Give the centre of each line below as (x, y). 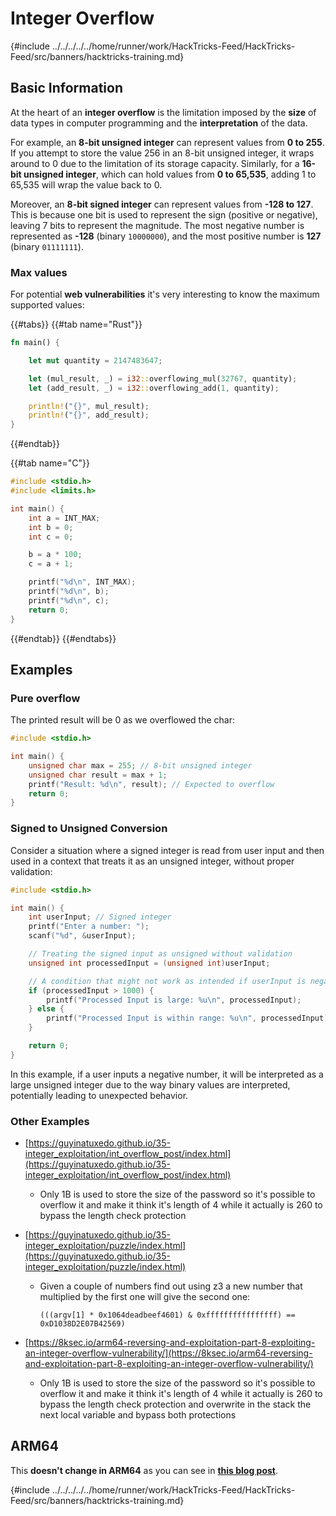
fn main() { (35, 343)
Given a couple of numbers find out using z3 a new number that (171, 1286)
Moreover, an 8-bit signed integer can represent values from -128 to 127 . (162, 204)
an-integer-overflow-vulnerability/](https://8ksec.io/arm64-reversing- (168, 1353)
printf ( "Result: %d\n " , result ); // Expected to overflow (151, 784)
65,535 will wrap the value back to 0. (86, 184)
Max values (39, 272)
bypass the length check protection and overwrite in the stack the (175, 1404)
